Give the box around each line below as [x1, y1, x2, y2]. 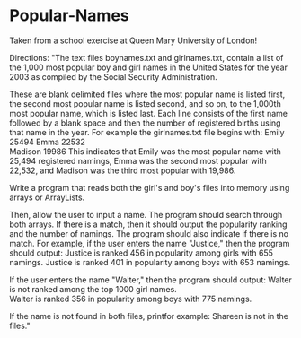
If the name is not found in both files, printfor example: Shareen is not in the [9, 310, 289, 321]
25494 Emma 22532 [9, 136, 85, 147]
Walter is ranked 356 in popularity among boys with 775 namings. [9, 293, 252, 304]
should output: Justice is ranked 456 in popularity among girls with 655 [9, 247, 274, 258]
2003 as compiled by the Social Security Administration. [9, 71, 217, 82]
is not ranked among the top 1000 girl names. [9, 283, 177, 294]
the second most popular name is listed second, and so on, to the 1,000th [9, 98, 281, 108]
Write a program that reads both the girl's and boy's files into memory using [9, 182, 290, 193]
